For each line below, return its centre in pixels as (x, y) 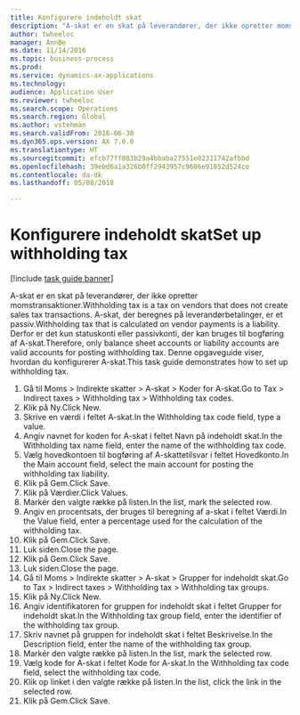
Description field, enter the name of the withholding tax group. (137, 644)
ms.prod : (26, 68)
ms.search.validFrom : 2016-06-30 (72, 134)
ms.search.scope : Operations (64, 109)
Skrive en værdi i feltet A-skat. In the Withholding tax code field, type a (152, 417)
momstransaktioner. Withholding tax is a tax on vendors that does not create (149, 305)
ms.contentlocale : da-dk (56, 175)
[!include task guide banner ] (62, 279)
